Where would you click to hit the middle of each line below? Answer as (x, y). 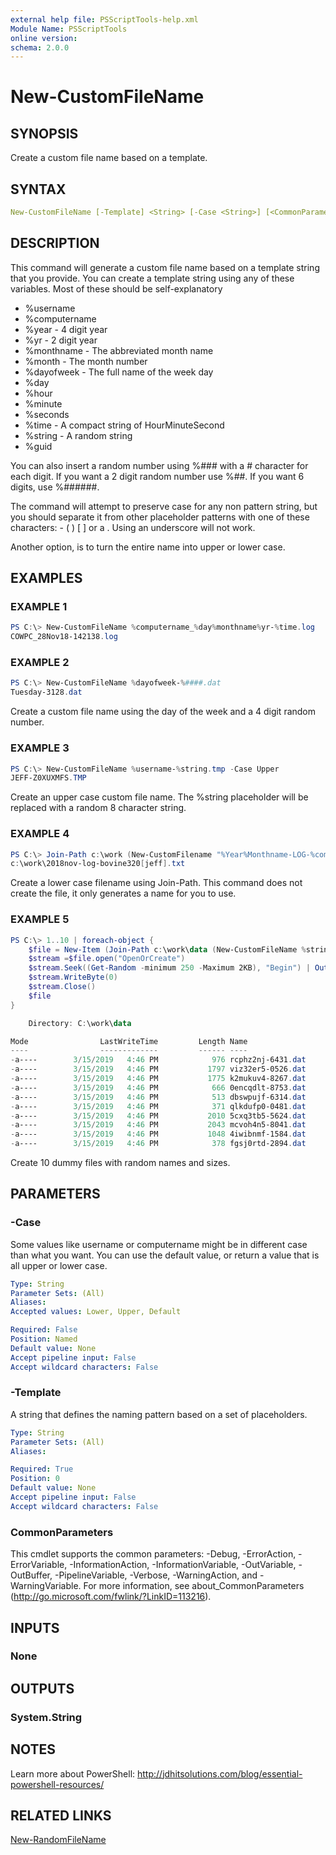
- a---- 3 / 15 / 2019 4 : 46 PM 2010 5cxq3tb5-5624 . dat (158, 1116)
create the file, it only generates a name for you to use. (123, 893)
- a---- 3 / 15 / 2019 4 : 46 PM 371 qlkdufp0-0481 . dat (158, 1106)
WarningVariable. (46, 1586)
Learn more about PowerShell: (73, 1773)
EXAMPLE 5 (40, 919)
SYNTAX (38, 189)
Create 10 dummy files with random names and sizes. (120, 1162)
